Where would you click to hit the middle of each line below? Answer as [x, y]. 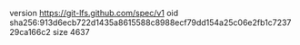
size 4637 [71, 32]
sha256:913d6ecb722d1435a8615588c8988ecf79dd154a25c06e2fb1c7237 [150, 22]
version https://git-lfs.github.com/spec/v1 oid [94, 13]
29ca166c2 [30, 32]
